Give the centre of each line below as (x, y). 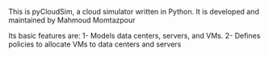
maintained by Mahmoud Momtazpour (72, 20)
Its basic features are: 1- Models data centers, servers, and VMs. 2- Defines (134, 36)
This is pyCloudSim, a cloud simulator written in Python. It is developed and (134, 12)
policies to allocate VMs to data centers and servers (95, 44)
